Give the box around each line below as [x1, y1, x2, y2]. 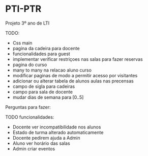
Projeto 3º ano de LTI [5, 20, 50, 26]
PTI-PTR [5, 3, 42, 15]
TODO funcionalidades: [5, 114, 54, 120]
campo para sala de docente [12, 88, 73, 95]
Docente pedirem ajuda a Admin [12, 135, 80, 141]
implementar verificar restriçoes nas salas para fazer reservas [12, 56, 143, 62]
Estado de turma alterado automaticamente [12, 129, 104, 136]
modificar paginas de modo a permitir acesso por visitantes [12, 72, 138, 78]
